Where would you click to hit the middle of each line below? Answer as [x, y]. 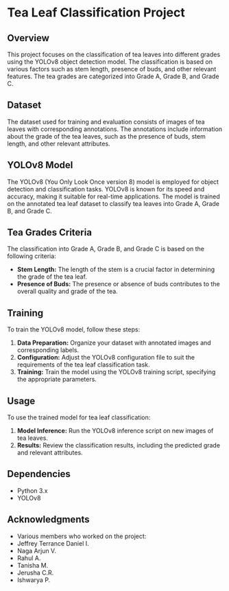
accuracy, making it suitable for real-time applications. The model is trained [114, 196]
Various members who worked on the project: [82, 536]
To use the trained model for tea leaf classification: [79, 417]
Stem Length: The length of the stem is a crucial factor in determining [116, 270]
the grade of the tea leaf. [52, 277]
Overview [28, 38]
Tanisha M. [33, 565]
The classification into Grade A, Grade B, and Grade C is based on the [106, 249]
